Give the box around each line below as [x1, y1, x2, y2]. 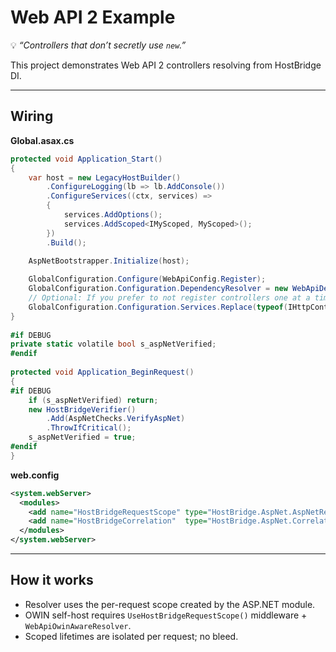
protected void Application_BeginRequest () [10, 367, 195, 377]
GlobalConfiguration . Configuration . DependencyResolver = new [28, 284, 288, 294]
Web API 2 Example [10, 6, 176, 29]
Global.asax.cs [10, 134, 75, 146]
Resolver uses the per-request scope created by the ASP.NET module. [24, 598, 316, 610]
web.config [10, 469, 60, 481]
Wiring [10, 108, 54, 125]
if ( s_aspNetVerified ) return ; [28, 395, 159, 405]
